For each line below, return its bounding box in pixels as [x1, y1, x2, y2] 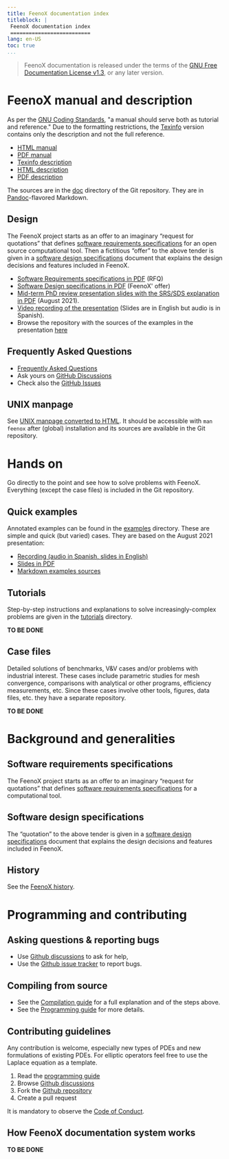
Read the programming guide [17, 1072, 100, 1080]
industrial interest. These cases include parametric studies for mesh [7, 671, 200, 680]
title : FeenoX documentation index [7, 10, 109, 17]
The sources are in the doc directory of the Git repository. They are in [7, 186, 204, 194]
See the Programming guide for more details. [17, 1005, 145, 1014]
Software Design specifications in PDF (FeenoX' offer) [17, 281, 171, 290]
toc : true [7, 42, 36, 49]
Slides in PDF [17, 559, 55, 568]
